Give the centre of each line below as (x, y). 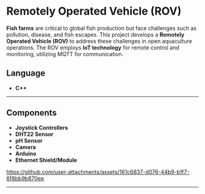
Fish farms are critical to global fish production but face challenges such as (102, 28)
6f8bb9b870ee (25, 178)
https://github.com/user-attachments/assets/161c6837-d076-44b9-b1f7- (98, 171)
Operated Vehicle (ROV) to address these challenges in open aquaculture (99, 41)
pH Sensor (29, 140)
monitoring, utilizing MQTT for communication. (65, 54)
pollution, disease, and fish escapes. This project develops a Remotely (95, 34)
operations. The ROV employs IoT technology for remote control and (93, 48)
